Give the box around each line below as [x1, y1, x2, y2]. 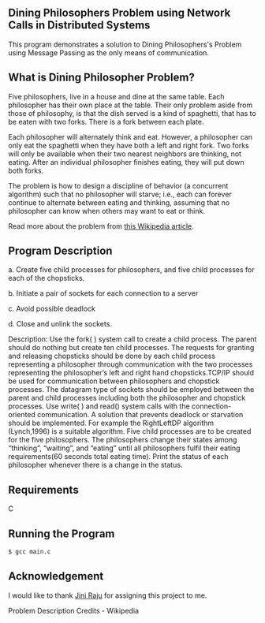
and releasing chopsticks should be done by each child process [8, 351, 215, 361]
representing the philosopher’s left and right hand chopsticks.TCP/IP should [8, 368, 255, 378]
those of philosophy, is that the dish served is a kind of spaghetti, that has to [8, 108, 256, 118]
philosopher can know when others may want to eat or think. [8, 206, 205, 215]
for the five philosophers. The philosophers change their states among [8, 435, 237, 445]
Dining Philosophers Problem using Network [8, 6, 231, 20]
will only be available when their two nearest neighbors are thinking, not [8, 149, 242, 159]
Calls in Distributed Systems [8, 19, 151, 32]
